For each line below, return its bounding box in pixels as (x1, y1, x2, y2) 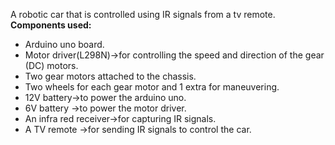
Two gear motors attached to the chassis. (24, 70, 197, 82)
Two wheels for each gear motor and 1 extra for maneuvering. (24, 81, 280, 93)
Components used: (10, 19, 92, 31)
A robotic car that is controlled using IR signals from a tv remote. (10, 9, 276, 20)
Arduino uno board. (24, 39, 105, 50)
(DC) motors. (24, 60, 79, 71)
